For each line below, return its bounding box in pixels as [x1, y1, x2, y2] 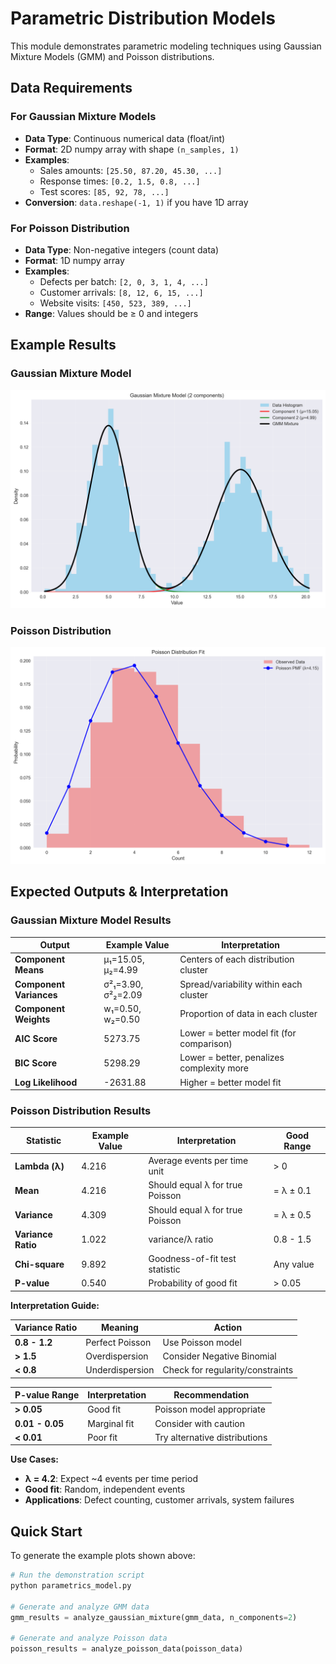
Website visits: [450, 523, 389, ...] [39, 297, 192, 309]
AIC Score [14, 1032, 58, 1044]
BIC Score [14, 1057, 57, 1069]
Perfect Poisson [85, 1336, 152, 1348]
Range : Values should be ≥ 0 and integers [24, 307, 199, 319]
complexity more [179, 1062, 250, 1074]
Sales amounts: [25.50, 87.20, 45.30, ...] [39, 164, 223, 176]
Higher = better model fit [179, 1076, 282, 1088]
